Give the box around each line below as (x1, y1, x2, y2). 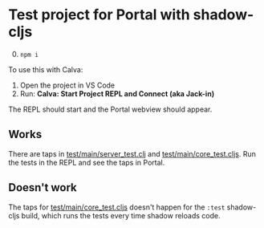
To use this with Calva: (8, 64, 83, 74)
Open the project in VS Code (19, 80, 116, 90)
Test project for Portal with (8, 6, 190, 24)
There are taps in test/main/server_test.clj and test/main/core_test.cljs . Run (8, 149, 257, 158)
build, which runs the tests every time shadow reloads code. (21, 210, 221, 220)
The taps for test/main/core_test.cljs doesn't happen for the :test (8, 202, 225, 212)
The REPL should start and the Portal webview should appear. (8, 104, 213, 114)
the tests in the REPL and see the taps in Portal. (8, 157, 165, 167)
